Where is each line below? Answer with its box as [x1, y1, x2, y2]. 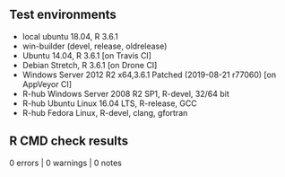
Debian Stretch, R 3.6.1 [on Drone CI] [22, 59, 158, 70]
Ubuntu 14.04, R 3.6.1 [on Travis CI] [22, 49, 152, 61]
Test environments [9, 7, 117, 22]
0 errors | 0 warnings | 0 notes [9, 157, 123, 168]
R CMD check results [9, 134, 129, 149]
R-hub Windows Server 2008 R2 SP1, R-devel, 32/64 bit [22, 88, 230, 99]
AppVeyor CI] [22, 78, 73, 89]
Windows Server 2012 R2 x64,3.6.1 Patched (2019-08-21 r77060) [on [22, 69, 276, 80]
